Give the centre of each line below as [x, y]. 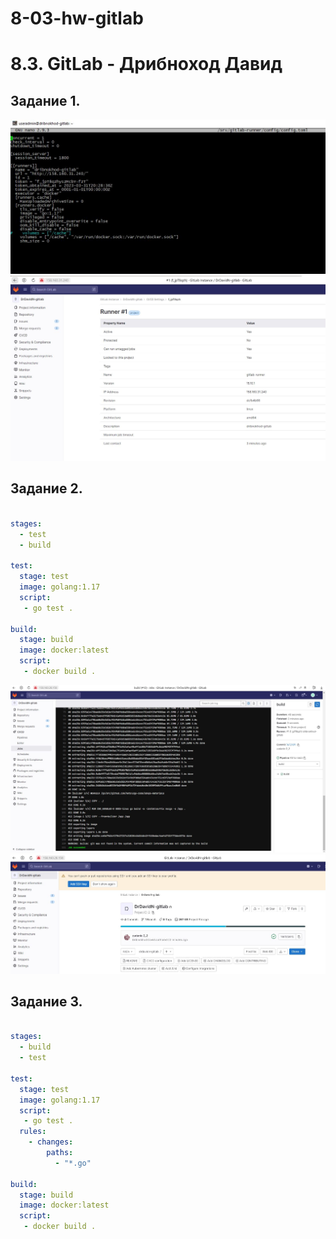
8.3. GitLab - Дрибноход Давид [146, 64]
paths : [60, 1153]
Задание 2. [46, 488]
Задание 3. [46, 1002]
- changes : [51, 1142]
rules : [33, 1132]
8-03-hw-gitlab [77, 18]
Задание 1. [45, 100]
